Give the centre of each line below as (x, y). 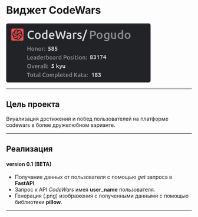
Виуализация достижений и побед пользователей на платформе (88, 119)
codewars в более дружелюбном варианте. (61, 125)
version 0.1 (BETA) (29, 164)
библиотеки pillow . (39, 202)
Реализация (29, 149)
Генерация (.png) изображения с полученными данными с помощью (102, 196)
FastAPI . (25, 183)
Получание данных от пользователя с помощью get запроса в (93, 177)
